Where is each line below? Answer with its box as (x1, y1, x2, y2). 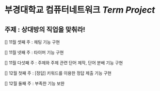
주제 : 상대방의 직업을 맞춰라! (4, 25, 85, 34)
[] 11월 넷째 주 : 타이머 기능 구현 (4, 50, 64, 55)
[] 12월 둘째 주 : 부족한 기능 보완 (4, 81, 65, 86)
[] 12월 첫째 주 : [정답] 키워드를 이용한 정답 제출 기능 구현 (4, 70, 112, 76)
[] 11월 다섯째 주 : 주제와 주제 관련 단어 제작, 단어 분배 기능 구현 (4, 60, 123, 66)
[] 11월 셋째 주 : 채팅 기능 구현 (4, 39, 60, 45)
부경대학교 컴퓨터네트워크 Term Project (4, 4, 156, 16)
